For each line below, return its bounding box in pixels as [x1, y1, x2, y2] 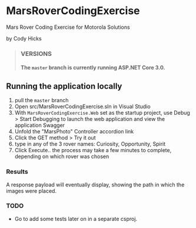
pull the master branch [14, 97, 69, 104]
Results [6, 167, 28, 176]
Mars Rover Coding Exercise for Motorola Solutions [6, 24, 131, 31]
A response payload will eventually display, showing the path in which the [6, 181, 185, 188]
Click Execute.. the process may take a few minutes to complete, [14, 147, 172, 154]
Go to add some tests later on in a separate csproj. [14, 215, 137, 222]
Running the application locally [6, 81, 122, 91]
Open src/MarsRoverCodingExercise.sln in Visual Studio [14, 103, 151, 110]
